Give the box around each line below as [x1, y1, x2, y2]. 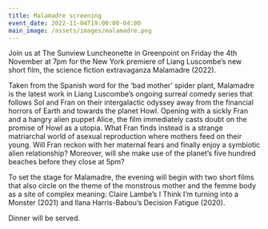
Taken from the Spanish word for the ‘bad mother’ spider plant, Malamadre [8, 81, 254, 90]
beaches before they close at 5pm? [8, 157, 126, 167]
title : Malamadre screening [8, 11, 102, 20]
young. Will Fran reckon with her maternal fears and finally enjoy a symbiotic [8, 140, 261, 150]
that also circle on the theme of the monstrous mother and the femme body [8, 181, 257, 191]
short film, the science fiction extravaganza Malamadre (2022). [8, 65, 217, 75]
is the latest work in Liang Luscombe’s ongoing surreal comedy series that [8, 89, 254, 99]
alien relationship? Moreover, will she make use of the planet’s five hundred [8, 148, 256, 158]
